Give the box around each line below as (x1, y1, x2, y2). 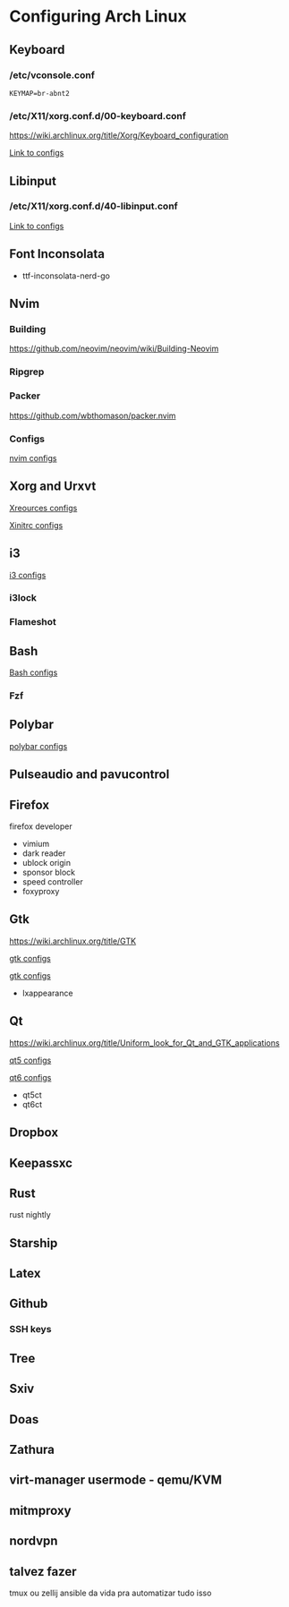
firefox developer (9, 821, 73, 832)
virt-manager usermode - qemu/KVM (9, 1473, 222, 1488)
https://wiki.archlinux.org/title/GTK (9, 936, 137, 946)
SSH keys (9, 1323, 52, 1336)
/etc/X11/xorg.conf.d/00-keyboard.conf (9, 109, 186, 122)
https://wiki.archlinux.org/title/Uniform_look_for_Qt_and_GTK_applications (9, 1037, 280, 1048)
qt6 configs (9, 1072, 52, 1082)
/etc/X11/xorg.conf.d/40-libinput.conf (9, 200, 179, 212)
